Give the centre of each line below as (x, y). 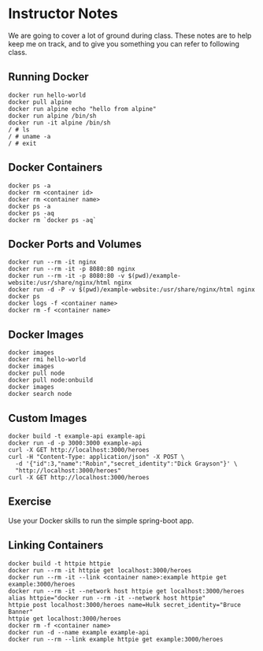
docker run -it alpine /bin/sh (59, 123)
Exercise (30, 502)
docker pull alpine (40, 102)
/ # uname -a (30, 136)
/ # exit (22, 143)
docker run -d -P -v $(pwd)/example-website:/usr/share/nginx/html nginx (132, 290)
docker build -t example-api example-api (77, 436)
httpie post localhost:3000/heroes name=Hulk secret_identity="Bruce (125, 605)
